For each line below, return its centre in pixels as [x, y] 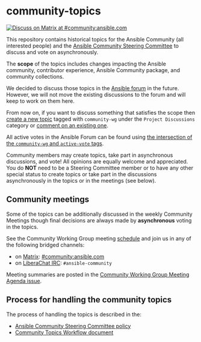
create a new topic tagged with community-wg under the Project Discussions [101, 119]
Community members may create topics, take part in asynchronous [90, 155]
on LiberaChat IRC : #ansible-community [63, 263]
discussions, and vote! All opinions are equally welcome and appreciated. [97, 161]
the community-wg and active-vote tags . [55, 143]
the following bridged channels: [45, 245]
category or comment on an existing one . [57, 125]
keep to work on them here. [41, 101]
